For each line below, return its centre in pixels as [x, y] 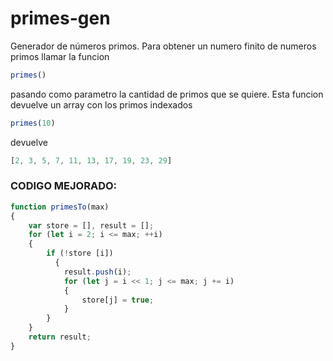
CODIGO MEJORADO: [64, 186]
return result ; [60, 337]
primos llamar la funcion [60, 56]
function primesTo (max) [60, 207]
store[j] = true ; [118, 300]
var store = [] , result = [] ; [91, 225]
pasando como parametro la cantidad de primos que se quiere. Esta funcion [167, 94]
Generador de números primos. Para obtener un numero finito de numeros [163, 46]
